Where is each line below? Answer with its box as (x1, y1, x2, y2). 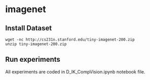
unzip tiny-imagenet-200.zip (5, 42, 67, 47)
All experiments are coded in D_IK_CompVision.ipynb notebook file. (5, 68, 145, 74)
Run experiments (5, 55, 61, 64)
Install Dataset (5, 24, 52, 32)
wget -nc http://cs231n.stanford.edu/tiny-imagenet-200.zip (5, 37, 135, 42)
